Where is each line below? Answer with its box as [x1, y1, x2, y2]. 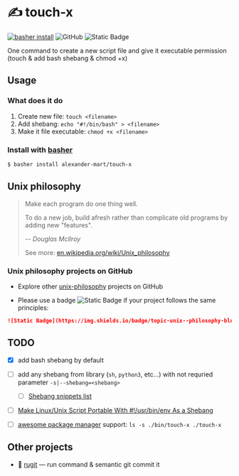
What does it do [7, 96, 63, 106]
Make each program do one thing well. [24, 199, 138, 208]
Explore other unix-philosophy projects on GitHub [17, 282, 164, 291]
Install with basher [7, 145, 73, 155]
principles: [17, 303, 49, 312]
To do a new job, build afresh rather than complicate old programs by [24, 213, 228, 222]
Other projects [7, 441, 73, 453]
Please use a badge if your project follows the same [17, 296, 216, 304]
